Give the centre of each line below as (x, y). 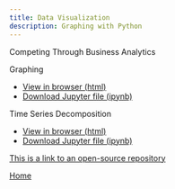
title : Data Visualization (60, 18)
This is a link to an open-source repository (87, 157)
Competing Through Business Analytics (83, 51)
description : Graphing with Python (76, 26)
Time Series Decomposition (61, 113)
